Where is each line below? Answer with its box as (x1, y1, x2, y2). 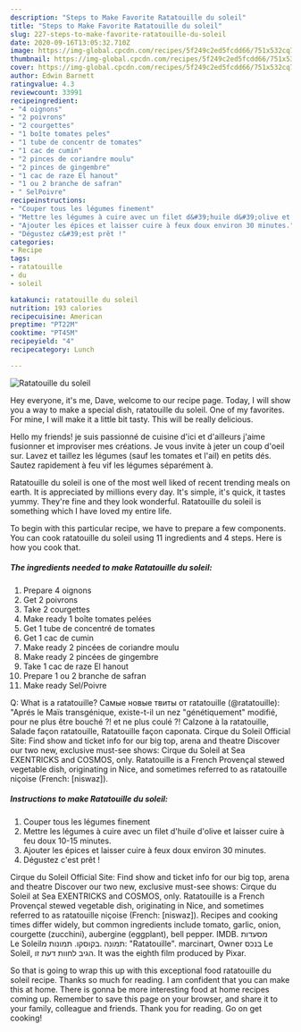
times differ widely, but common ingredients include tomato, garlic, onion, (10, 918, 281, 930)
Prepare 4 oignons (22, 585, 92, 596)
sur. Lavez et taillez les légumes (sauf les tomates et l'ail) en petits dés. (10, 450, 272, 461)
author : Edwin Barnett (10, 72, 95, 80)
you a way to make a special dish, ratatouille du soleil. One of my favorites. (10, 404, 285, 415)
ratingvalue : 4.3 (10, 80, 75, 89)
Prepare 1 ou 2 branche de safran (22, 670, 146, 681)
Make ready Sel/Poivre (22, 680, 107, 690)
